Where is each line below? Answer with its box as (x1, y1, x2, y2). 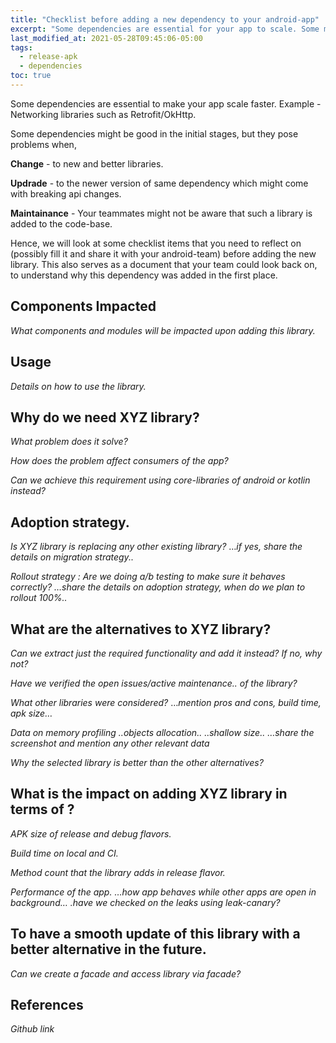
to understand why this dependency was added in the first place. (10, 269, 278, 281)
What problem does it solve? (10, 436, 128, 448)
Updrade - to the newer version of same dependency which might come (10, 177, 309, 189)
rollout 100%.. (10, 592, 68, 604)
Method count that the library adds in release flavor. (10, 866, 226, 878)
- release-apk (19, 52, 78, 62)
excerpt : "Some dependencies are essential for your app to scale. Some (10, 24, 320, 34)
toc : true (10, 71, 52, 81)
